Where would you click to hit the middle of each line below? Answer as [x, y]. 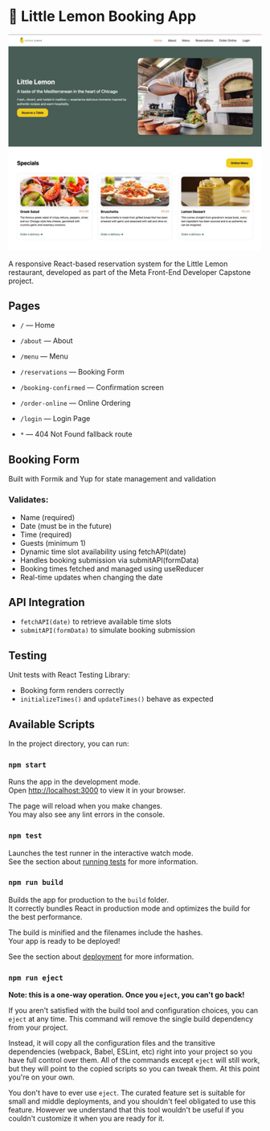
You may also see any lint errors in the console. [86, 814]
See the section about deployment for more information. [101, 957]
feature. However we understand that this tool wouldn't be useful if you [126, 1110]
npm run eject [36, 977]
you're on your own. [41, 1077]
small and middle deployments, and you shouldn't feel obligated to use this [132, 1101]
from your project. [38, 1027]
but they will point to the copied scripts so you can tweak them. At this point [134, 1069]
